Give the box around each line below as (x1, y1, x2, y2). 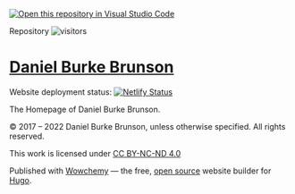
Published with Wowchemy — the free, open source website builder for (9, 165, 272, 176)
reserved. (9, 131, 45, 141)
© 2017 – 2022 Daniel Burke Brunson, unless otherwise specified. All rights (9, 121, 286, 131)
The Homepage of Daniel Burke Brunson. (9, 104, 161, 114)
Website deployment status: (9, 86, 113, 97)
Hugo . (9, 174, 32, 185)
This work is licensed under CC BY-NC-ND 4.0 (9, 148, 181, 158)
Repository (9, 26, 49, 36)
